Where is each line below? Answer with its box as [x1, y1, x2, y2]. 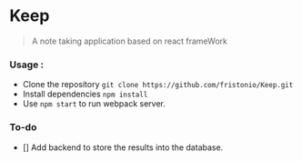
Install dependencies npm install [22, 88, 148, 100]
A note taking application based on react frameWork [31, 35, 227, 46]
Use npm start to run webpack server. [22, 98, 166, 109]
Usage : [9, 58, 45, 71]
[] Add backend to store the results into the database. [22, 142, 224, 153]
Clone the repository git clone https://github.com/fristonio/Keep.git [22, 79, 294, 90]
